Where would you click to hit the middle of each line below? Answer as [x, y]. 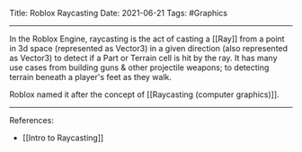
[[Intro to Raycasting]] [63, 138]
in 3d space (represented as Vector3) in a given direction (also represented [149, 48]
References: [31, 120]
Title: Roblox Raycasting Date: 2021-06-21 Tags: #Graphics [118, 13]
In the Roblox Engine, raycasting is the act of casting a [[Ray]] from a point [147, 39]
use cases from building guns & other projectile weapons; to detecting [139, 67]
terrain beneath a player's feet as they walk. [91, 77]
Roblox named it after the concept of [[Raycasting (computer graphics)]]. [145, 94]
